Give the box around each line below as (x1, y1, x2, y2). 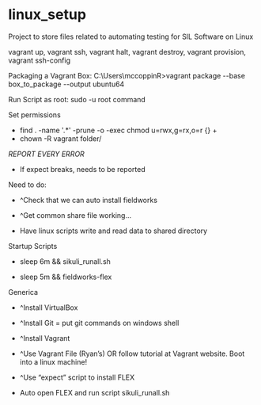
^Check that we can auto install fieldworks (19, 195, 158, 204)
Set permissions (8, 109, 61, 120)
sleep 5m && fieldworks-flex (19, 272, 112, 281)
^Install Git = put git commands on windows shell (19, 318, 180, 327)
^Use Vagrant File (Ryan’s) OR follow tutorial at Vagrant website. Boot (19, 349, 245, 358)
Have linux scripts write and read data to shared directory (19, 226, 208, 235)
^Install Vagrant (19, 333, 70, 342)
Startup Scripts (8, 241, 58, 250)
